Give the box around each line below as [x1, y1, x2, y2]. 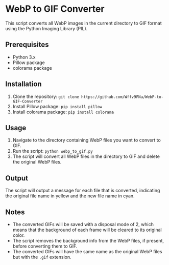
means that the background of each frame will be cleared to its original [12, 227, 162, 233]
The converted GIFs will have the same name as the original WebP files [12, 249, 162, 254]
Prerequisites [5, 40, 49, 49]
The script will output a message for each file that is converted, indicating [5, 188, 160, 194]
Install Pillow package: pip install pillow [12, 103, 102, 109]
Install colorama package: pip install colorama [12, 109, 114, 115]
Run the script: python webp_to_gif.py [12, 148, 93, 154]
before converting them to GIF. [12, 243, 78, 249]
